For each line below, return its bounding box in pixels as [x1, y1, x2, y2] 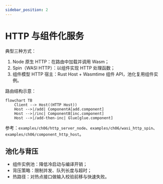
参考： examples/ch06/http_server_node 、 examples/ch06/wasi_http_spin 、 [5, 124, 158, 130]
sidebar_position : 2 [5, 7, 49, 12]
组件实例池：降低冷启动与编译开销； [12, 161, 88, 167]
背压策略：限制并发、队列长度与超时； [12, 167, 92, 173]
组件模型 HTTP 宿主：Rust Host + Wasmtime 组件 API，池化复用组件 [12, 71, 154, 77]
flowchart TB [5, 98, 33, 103]
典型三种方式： [5, 48, 36, 54]
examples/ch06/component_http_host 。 [5, 131, 84, 137]
